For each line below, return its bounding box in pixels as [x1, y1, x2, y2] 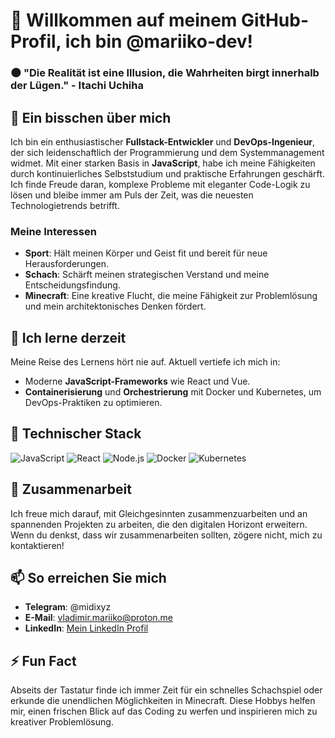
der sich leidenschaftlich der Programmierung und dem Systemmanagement [10, 146, 325, 158]
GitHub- [241, 9, 310, 32]
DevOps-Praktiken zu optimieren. [24, 397, 163, 409]
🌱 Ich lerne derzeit [10, 329, 127, 346]
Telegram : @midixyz [24, 601, 112, 613]
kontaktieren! [10, 539, 65, 551]
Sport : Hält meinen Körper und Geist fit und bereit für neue [24, 247, 268, 259]
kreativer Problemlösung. [10, 716, 114, 728]
